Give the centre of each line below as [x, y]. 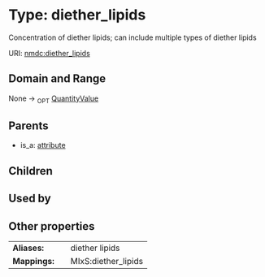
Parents [28, 126]
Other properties [52, 226]
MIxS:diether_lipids [107, 261]
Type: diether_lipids [77, 15]
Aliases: [28, 248]
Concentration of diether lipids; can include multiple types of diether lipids [133, 37]
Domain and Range [57, 79]
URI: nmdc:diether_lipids [50, 53]
